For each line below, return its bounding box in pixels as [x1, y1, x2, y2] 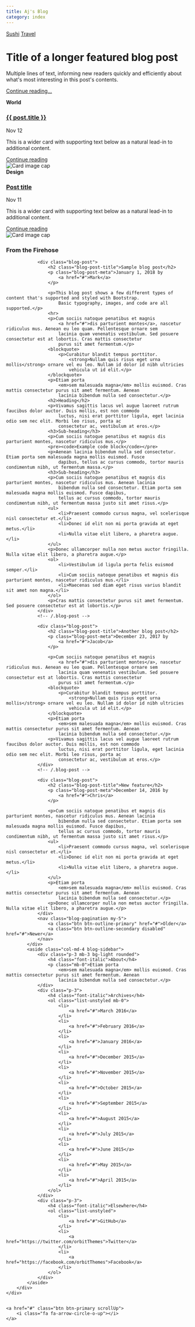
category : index [6, 14, 46, 20]
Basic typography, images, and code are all [58, 300, 168, 307]
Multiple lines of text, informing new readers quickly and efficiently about [6, 70, 182, 77]
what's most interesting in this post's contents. [6, 76, 119, 83]
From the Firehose [6, 246, 59, 254]
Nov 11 [6, 196, 22, 203]
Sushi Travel [6, 30, 36, 37]
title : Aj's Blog [6, 8, 48, 15]
